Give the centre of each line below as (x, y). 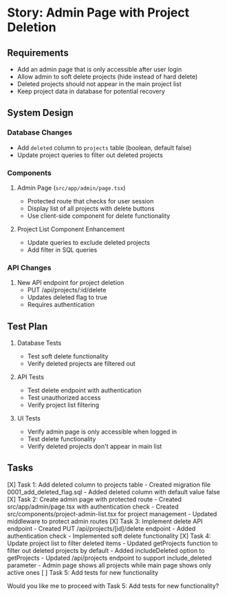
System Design (40, 113)
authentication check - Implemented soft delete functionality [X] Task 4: (109, 536)
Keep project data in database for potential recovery (91, 91)
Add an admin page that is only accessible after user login (99, 69)
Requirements (38, 53)
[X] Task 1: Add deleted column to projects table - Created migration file (109, 485)
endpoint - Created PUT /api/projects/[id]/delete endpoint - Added (101, 528)
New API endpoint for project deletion (71, 283)
